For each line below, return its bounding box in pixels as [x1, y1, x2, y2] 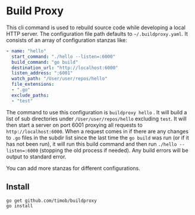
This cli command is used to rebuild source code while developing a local [6, 24, 186, 31]
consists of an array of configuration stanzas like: [6, 36, 128, 43]
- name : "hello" [6, 48, 46, 54]
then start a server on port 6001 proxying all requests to [6, 121, 143, 129]
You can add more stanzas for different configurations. [6, 164, 141, 172]
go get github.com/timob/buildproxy [6, 198, 97, 204]
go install [6, 203, 33, 209]
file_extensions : [11, 82, 55, 88]
